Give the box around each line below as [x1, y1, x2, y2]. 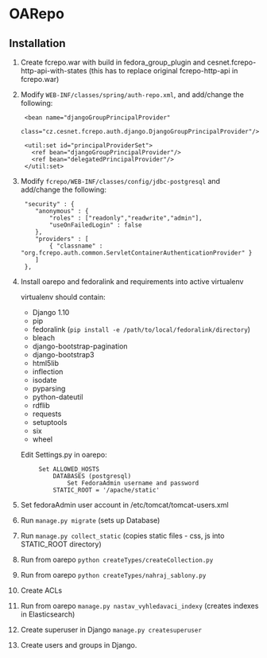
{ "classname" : [49, 242, 103, 250]
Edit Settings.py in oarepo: [20, 450, 107, 459]
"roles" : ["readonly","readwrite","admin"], [49, 214, 203, 222]
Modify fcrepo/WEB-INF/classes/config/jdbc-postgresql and [20, 177, 221, 185]
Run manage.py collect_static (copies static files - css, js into [20, 531, 225, 540]
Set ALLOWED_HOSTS [38, 465, 100, 473]
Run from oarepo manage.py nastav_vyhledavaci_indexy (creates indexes [20, 602, 259, 610]
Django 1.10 [32, 308, 70, 317]
